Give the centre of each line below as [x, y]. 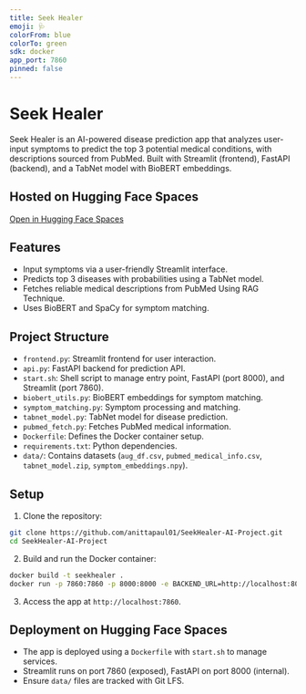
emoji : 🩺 [27, 26]
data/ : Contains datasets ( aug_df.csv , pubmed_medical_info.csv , [142, 456]
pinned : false [36, 69]
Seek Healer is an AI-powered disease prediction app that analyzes [136, 139]
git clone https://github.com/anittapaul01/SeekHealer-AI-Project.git [146, 533]
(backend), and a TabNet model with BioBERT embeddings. [121, 168]
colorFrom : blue [40, 35]
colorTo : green [38, 43]
